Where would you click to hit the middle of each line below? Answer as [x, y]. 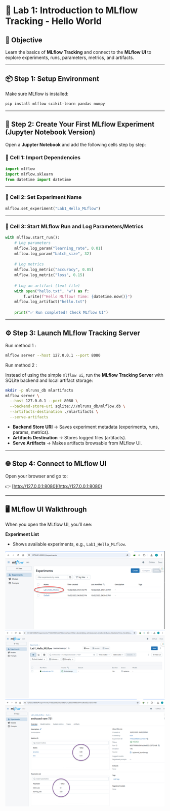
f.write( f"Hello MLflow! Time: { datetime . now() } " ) [78, 296]
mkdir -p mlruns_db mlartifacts [39, 390]
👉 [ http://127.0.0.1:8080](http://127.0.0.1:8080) [54, 486]
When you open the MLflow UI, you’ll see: [49, 524]
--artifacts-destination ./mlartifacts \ [54, 412]
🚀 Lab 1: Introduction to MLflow [72, 10]
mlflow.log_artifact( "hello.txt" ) [51, 302]
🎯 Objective [24, 40]
